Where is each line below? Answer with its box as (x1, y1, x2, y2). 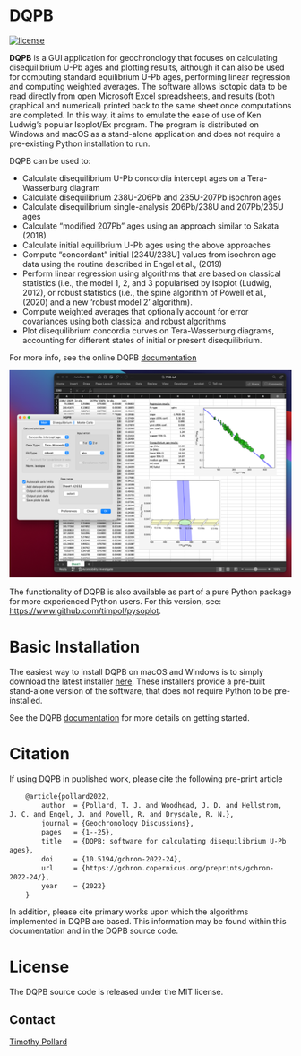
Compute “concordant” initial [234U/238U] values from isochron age (21, 248, 277, 260)
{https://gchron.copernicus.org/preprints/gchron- (81, 863, 275, 872)
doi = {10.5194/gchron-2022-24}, (41, 854, 182, 863)
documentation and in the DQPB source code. (9, 925, 179, 936)
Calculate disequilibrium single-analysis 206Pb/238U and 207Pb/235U (21, 201, 284, 212)
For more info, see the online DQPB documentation (9, 351, 197, 363)
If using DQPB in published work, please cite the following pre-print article (9, 773, 283, 784)
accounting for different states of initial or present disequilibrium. (21, 334, 262, 345)
